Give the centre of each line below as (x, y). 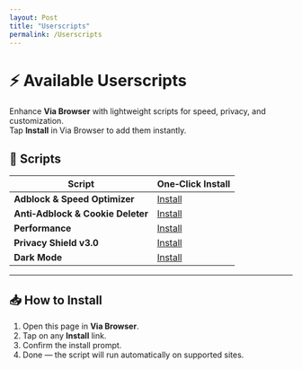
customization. (37, 121)
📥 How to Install (56, 300)
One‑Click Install (194, 184)
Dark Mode (38, 258)
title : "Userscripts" (50, 26)
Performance (43, 228)
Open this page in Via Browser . (80, 326)
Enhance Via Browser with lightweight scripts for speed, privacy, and (138, 111)
